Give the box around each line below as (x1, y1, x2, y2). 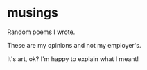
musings (7, 5, 59, 21)
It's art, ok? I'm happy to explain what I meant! (7, 54, 139, 63)
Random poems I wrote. (7, 28, 76, 36)
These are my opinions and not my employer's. (7, 41, 141, 49)
